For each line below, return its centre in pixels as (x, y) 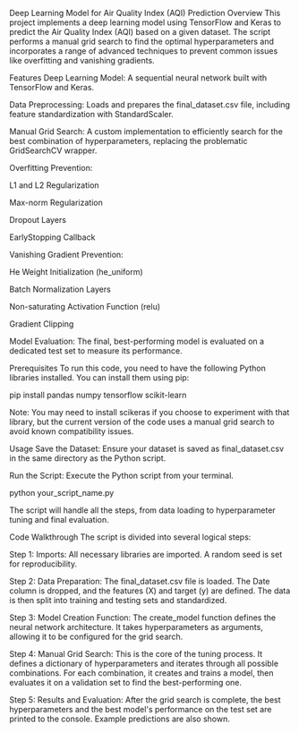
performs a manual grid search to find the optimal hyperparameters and (142, 41)
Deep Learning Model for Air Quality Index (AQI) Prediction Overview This (145, 13)
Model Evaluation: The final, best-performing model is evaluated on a (137, 341)
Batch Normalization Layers (60, 289)
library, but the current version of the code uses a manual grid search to (142, 422)
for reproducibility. (43, 564)
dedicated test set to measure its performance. (96, 351)
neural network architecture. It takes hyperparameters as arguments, (137, 627)
